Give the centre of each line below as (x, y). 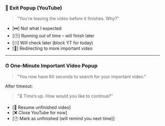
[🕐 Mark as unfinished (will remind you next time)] (63, 118)
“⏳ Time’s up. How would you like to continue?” (65, 96)
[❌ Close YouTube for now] (40, 112)
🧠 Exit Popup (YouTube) (34, 8)
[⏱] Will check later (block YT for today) (53, 43)
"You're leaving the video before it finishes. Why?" (68, 19)
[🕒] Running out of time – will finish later (53, 36)
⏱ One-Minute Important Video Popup (51, 66)
